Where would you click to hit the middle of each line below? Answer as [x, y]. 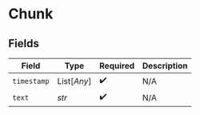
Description [165, 66]
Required [117, 66]
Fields [24, 44]
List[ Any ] [74, 81]
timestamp [31, 81]
